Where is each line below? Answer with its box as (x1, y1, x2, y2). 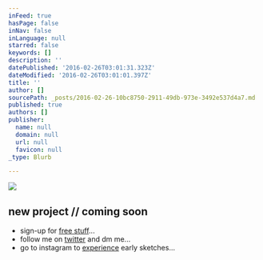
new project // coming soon (8, 205, 148, 218)
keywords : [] (8, 49, 52, 57)
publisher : (8, 116, 45, 124)
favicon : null (15, 146, 62, 154)
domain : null (15, 130, 59, 138)
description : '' (8, 57, 62, 65)
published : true (8, 101, 62, 109)
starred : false (8, 42, 59, 50)
